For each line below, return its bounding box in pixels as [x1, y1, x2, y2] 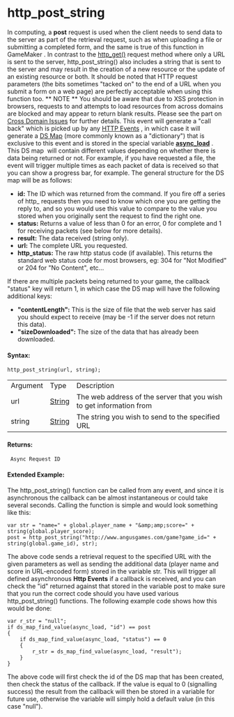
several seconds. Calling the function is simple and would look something [7, 500, 218, 509]
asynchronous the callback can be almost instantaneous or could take [7, 493, 208, 502]
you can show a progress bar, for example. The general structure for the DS [7, 169, 224, 177]
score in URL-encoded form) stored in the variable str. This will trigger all [7, 566, 217, 576]
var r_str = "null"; [7, 617, 68, 624]
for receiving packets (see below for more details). [17, 226, 162, 235]
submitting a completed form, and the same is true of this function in [7, 43, 204, 51]
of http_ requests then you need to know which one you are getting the [17, 196, 221, 205]
